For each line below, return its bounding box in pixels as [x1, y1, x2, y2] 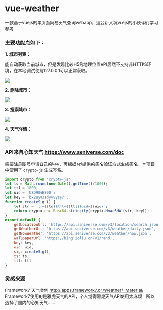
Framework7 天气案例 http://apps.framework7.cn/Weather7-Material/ [5, 288, 144, 293]
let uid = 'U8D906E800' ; [5, 190, 56, 195]
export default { [5, 218, 41, 223]
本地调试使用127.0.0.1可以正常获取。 [18, 68, 90, 74]
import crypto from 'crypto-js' [5, 177, 71, 182]
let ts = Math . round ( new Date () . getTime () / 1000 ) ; [5, 181, 108, 186]
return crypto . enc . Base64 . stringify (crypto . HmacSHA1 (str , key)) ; [14, 208, 150, 213]
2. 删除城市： [5, 87, 32, 93]
